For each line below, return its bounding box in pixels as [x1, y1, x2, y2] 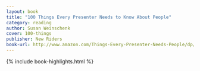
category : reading [6, 20, 52, 25]
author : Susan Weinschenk [6, 25, 70, 31]
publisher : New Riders [6, 36, 62, 42]
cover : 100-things [6, 31, 52, 37]
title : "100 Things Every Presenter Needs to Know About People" [6, 14, 171, 20]
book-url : [6, 42, 31, 48]
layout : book [6, 8, 39, 15]
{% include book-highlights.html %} [6, 57, 94, 65]
